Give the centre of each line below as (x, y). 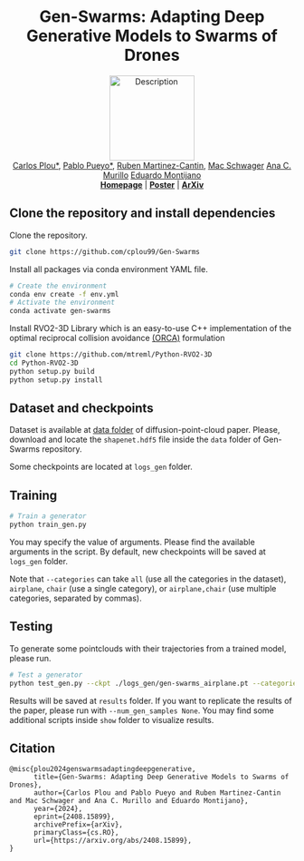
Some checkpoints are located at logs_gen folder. (101, 467)
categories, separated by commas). (76, 598)
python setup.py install (56, 380)
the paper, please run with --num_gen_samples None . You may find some (142, 710)
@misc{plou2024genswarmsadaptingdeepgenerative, (103, 769)
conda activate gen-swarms (60, 311)
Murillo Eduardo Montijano (152, 175)
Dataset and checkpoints (81, 409)
